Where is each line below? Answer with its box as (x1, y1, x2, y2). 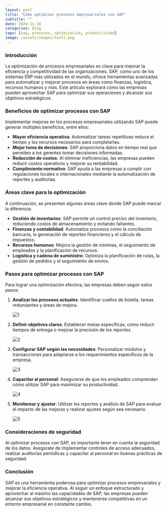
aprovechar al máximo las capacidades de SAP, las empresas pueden (5, 490, 148, 496)
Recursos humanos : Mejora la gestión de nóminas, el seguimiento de (12, 242, 156, 248)
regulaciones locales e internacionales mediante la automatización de (12, 171, 156, 177)
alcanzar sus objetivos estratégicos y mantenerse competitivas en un (5, 495, 148, 501)
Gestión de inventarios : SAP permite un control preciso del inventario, (12, 215, 158, 221)
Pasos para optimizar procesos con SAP (5, 270, 104, 277)
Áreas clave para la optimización (5, 189, 86, 196)
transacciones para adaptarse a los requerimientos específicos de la (12, 351, 154, 358)
